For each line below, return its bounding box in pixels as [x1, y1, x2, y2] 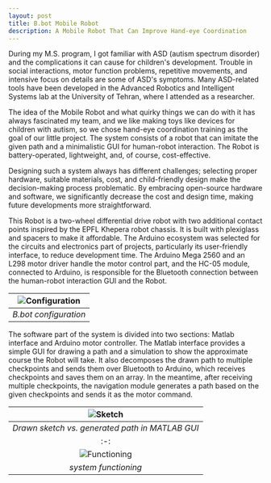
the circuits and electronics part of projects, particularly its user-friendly [8, 241, 248, 251]
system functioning [69, 462, 143, 473]
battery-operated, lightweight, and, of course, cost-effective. [8, 150, 211, 160]
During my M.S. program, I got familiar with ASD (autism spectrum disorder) [8, 49, 261, 59]
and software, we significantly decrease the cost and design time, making [8, 191, 254, 202]
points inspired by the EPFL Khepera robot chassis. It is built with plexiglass [8, 225, 260, 234]
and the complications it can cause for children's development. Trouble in [8, 57, 252, 67]
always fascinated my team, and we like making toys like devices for [8, 116, 236, 126]
